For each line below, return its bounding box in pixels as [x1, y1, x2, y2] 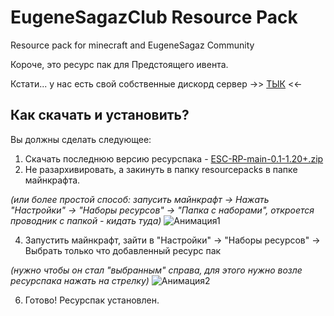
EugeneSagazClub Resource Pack [10, 6, 298, 29]
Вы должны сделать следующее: [10, 133, 152, 145]
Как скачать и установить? [10, 107, 190, 124]
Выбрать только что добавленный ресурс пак [24, 244, 222, 256]
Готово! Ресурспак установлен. [24, 294, 160, 306]
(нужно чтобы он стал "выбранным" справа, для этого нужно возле [10, 264, 303, 276]
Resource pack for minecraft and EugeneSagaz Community [10, 39, 255, 51]
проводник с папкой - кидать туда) [10, 214, 162, 226]
